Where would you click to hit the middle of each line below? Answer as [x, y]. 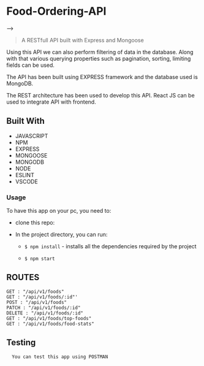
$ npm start [40, 259]
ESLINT [25, 175]
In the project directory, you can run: [61, 235]
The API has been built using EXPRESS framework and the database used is [102, 77]
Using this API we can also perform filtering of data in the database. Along [100, 52]
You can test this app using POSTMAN [60, 357]
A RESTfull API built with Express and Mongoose [82, 40]
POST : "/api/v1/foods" [37, 302]
